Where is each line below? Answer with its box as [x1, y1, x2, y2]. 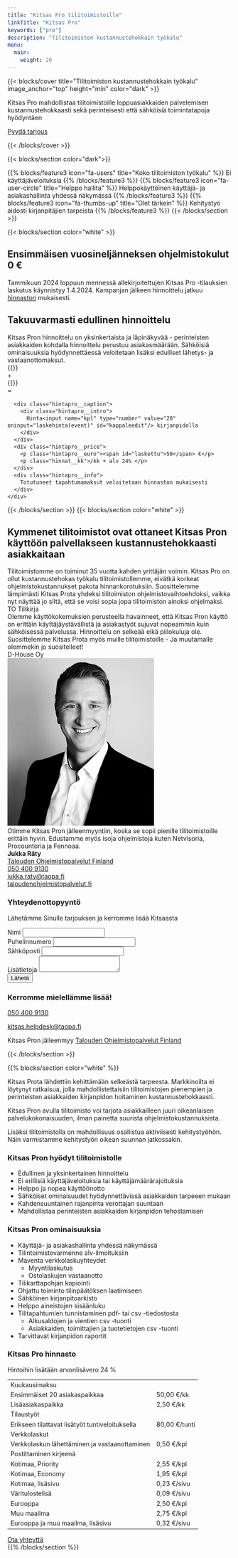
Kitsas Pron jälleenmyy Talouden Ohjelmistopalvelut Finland [7, 1036, 182, 1044]
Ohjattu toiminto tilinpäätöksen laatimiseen [17, 1286, 142, 1295]
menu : [7, 41, 23, 49]
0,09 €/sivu [156, 1489, 190, 1498]
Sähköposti [7, 946, 40, 955]
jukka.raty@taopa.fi [7, 872, 65, 881]
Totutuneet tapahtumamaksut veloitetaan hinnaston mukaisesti [20, 479, 208, 486]
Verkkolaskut [10, 1430, 49, 1438]
